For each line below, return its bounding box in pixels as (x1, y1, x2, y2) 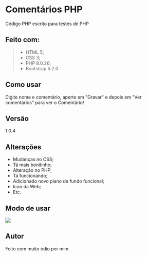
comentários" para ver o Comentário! (5, 99, 84, 106)
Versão (5, 114, 29, 123)
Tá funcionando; (12, 173, 48, 179)
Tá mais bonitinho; (12, 162, 52, 168)
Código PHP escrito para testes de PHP (5, 21, 89, 27)
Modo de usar (5, 204, 50, 212)
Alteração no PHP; (12, 167, 52, 173)
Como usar (5, 81, 42, 89)
